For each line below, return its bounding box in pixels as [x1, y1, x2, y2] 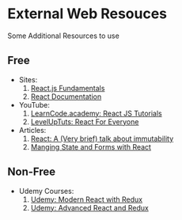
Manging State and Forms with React [30, 142, 152, 151]
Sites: [18, 74, 38, 84]
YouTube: [18, 100, 51, 109]
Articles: [18, 125, 47, 135]
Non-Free [7, 165, 56, 179]
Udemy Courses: [18, 186, 74, 195]
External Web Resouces [7, 5, 168, 23]
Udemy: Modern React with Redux [30, 195, 143, 204]
